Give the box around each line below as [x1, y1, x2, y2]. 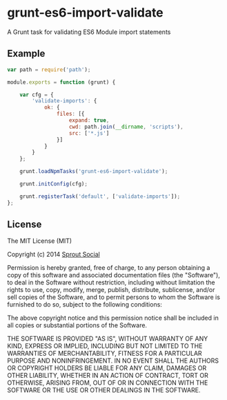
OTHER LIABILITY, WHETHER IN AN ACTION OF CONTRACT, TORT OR [7, 372, 208, 380]
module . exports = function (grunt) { [7, 78, 116, 86]
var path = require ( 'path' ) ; [7, 66, 91, 73]
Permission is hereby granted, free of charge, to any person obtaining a [7, 264, 210, 272]
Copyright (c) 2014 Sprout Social [7, 251, 100, 259]
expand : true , [68, 117, 110, 124]
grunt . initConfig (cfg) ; [19, 181, 88, 188]
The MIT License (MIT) [7, 237, 72, 245]
